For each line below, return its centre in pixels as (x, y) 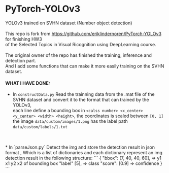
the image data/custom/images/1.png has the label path (70, 121)
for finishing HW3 (24, 39)
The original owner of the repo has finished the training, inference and (79, 55)
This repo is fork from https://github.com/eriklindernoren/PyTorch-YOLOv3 (83, 33)
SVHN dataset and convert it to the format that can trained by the (81, 100)
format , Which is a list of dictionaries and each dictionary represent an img (84, 153)
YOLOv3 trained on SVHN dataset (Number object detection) (69, 23)
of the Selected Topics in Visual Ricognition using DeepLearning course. (81, 44)
